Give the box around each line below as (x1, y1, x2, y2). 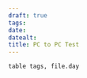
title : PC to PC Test (8, 41, 80, 49)
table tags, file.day (8, 62, 80, 71)
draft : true (8, 11, 47, 20)
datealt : (8, 33, 37, 42)
